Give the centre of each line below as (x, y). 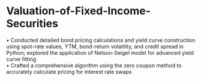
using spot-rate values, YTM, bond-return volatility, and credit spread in (95, 46)
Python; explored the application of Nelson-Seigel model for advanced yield (100, 52)
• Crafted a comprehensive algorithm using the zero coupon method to (94, 65)
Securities (32, 24)
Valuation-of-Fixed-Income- (79, 11)
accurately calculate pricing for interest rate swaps (69, 71)
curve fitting (21, 59)
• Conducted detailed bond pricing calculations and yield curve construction (101, 40)
